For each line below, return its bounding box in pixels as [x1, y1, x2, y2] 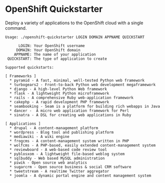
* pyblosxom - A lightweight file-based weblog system [9, 151, 125, 156]
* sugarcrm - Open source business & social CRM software [9, 164, 132, 169]
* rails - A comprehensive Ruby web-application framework [9, 95, 134, 100]
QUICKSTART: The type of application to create [7, 56, 107, 61]
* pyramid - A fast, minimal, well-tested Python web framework [9, 78, 145, 83]
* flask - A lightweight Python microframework [9, 91, 110, 96]
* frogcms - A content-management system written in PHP [9, 138, 129, 143]
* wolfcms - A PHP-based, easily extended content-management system [9, 142, 156, 148]
